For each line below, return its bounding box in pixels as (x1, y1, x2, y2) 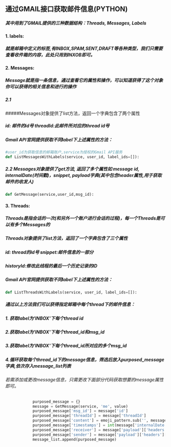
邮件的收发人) (5, 178, 34, 185)
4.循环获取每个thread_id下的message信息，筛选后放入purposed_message (5, 356, 164, 363)
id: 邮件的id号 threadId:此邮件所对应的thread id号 (5, 123, 110, 129)
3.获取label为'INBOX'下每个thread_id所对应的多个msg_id (5, 343, 127, 349)
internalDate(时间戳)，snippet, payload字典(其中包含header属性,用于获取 (5, 172, 162, 178)
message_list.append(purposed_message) (32, 437, 117, 442)
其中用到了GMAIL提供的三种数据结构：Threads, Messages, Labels (5, 20, 147, 26)
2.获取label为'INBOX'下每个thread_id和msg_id (5, 329, 105, 335)
